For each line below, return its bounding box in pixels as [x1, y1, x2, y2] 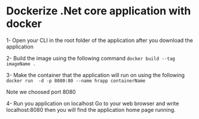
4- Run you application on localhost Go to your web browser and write [6, 100, 179, 107]
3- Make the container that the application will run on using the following [6, 71, 185, 78]
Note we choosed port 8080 [6, 88, 76, 95]
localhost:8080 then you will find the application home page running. [6, 106, 176, 113]
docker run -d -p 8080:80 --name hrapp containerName [6, 78, 146, 84]
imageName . [6, 61, 36, 67]
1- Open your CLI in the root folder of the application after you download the [6, 36, 193, 44]
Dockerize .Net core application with [6, 4, 191, 18]
